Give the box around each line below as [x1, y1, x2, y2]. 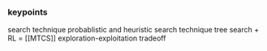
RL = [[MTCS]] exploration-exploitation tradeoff [7, 33, 166, 43]
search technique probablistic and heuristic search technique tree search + [7, 25, 260, 35]
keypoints [7, 6, 48, 18]
